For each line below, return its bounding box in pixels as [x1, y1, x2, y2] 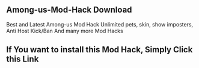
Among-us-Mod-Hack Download [6, 5, 132, 15]
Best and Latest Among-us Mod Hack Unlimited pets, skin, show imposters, [6, 20, 194, 28]
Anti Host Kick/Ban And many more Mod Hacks [6, 27, 123, 34]
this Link [6, 54, 39, 64]
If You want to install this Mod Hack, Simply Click [6, 45, 193, 55]
